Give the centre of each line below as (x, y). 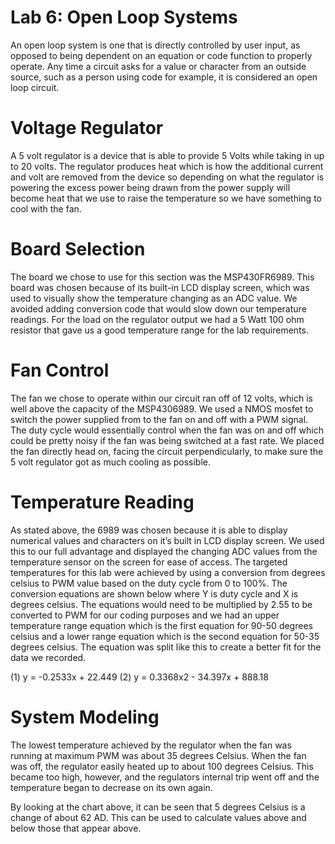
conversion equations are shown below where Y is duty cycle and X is (154, 593)
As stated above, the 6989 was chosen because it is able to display (149, 530)
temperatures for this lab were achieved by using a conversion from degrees (168, 572)
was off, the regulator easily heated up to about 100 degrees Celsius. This (162, 766)
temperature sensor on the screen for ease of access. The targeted (149, 562)
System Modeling (85, 717)
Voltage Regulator (87, 128)
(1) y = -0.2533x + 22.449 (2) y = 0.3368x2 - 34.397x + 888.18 (139, 677)
